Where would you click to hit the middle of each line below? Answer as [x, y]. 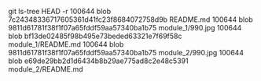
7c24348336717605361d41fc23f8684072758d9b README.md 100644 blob [130, 19]
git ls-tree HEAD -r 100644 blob [60, 11]
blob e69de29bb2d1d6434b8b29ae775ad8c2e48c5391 [98, 61]
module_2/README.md [46, 69]
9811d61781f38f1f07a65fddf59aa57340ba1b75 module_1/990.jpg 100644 [125, 28]
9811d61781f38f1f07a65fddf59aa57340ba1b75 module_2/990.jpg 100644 [126, 53]
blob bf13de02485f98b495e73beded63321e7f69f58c [95, 36]
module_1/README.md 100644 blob [66, 44]
